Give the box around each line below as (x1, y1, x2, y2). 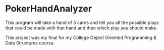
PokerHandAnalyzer (5, 3, 92, 14)
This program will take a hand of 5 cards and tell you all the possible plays (5, 19, 159, 25)
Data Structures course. (5, 39, 55, 45)
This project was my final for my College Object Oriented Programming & (5, 34, 157, 40)
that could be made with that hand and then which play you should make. (5, 24, 157, 30)
